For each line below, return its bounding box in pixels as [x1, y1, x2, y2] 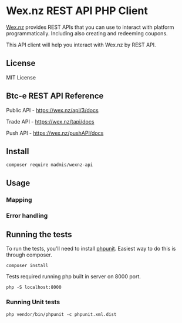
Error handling [6, 211, 48, 219]
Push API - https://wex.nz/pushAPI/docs [6, 129, 104, 136]
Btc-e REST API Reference [6, 91, 104, 101]
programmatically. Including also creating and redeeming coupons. [6, 29, 168, 36]
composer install [6, 263, 49, 269]
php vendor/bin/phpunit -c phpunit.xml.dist [6, 311, 117, 317]
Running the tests [6, 229, 72, 239]
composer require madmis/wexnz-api [6, 162, 93, 168]
